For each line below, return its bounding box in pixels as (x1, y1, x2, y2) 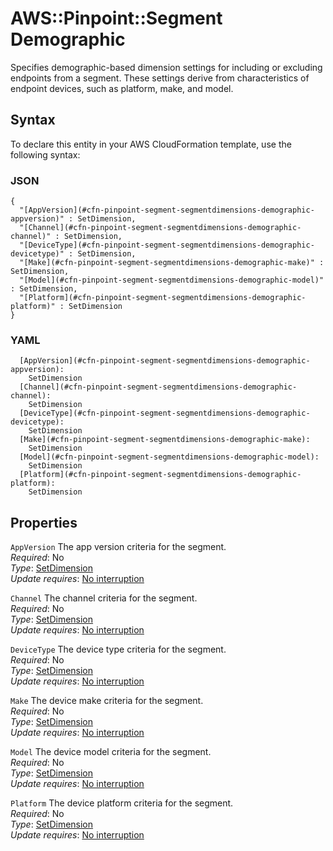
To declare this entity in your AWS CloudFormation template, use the (10, 138, 292, 150)
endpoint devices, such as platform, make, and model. (10, 82, 234, 94)
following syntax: (10, 148, 81, 161)
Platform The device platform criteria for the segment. (10, 797, 234, 809)
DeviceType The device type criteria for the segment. (10, 643, 227, 656)
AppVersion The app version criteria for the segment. (10, 541, 227, 553)
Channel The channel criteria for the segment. (10, 592, 198, 604)
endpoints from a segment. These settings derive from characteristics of (10, 72, 310, 84)
